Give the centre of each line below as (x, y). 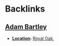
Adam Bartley (26, 27)
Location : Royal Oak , (33, 38)
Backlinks (25, 9)
